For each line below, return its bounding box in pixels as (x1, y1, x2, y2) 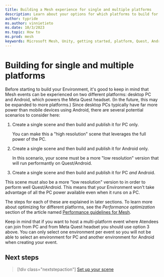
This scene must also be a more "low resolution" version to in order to (5, 179, 145, 185)
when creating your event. (5, 239, 58, 245)
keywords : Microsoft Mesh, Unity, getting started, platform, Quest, (5, 39, 150, 44)
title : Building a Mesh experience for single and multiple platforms (5, 7, 152, 12)
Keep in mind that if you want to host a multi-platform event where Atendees (5, 219, 159, 224)
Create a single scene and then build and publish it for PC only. (12, 121, 139, 127)
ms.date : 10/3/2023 (5, 25, 45, 30)
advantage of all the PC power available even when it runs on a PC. (5, 189, 140, 195)
